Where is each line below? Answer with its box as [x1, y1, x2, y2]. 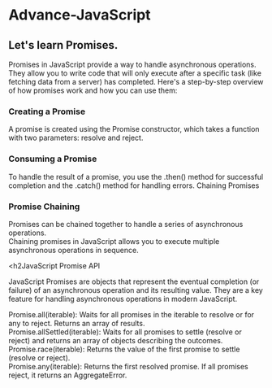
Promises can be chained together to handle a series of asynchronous [8, 219, 244, 229]
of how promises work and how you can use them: [8, 85, 178, 95]
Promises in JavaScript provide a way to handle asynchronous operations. [8, 59, 257, 69]
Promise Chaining [8, 201, 80, 212]
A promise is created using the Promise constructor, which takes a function [8, 124, 260, 134]
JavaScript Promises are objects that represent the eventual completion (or [8, 277, 260, 286]
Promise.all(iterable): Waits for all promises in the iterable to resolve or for [8, 309, 254, 319]
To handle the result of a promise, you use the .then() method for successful [8, 172, 264, 181]
